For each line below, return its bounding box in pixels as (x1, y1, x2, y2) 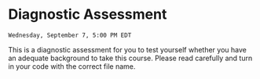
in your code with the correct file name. (8, 61, 136, 71)
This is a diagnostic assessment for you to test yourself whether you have (8, 45, 247, 54)
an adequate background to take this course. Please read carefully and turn (8, 53, 253, 63)
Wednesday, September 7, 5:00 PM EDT (8, 31, 132, 39)
